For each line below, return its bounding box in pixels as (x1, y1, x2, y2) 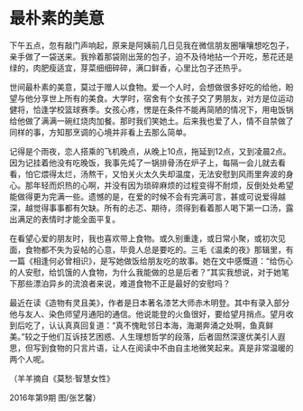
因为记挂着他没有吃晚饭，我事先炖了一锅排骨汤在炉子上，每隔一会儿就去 (9, 157, 278, 168)
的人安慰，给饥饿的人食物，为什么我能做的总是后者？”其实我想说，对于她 (9, 266, 282, 277)
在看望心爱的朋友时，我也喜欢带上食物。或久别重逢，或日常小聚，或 (9, 232, 262, 244)
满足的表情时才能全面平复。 (16, 213, 120, 224)
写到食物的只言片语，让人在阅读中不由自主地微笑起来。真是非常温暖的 (32, 342, 294, 353)
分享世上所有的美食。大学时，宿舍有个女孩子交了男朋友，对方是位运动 (32, 92, 294, 104)
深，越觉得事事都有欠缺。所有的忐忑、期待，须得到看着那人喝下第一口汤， (9, 202, 286, 213)
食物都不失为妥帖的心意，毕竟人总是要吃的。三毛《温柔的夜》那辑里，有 (24, 244, 294, 255)
